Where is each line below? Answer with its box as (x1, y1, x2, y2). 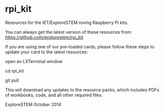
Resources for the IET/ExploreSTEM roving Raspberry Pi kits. (5, 20, 129, 25)
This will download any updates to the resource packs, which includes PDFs (5, 87, 160, 92)
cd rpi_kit (5, 67, 24, 74)
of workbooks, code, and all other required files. (5, 92, 103, 98)
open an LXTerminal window (5, 58, 63, 64)
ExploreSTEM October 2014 (5, 101, 62, 107)
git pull (5, 77, 19, 83)
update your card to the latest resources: (5, 49, 88, 55)
